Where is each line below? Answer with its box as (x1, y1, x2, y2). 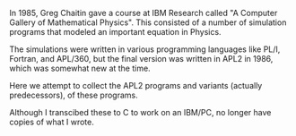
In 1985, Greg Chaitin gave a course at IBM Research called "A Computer (9, 8, 278, 18)
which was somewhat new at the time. (9, 63, 151, 73)
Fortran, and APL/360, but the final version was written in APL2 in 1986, (9, 54, 274, 64)
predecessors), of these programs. (9, 89, 139, 100)
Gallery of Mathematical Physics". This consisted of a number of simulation (9, 17, 287, 28)
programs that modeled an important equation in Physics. (9, 27, 222, 37)
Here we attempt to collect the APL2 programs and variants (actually (9, 81, 263, 90)
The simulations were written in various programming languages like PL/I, (9, 44, 281, 55)
